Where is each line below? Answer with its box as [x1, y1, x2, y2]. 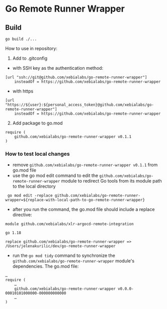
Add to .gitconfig [12, 55, 48, 61]
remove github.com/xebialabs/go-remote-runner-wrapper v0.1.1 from [12, 162, 158, 168]
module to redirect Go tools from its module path [61, 178, 162, 184]
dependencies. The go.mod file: [12, 263, 79, 270]
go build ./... [5, 36, 37, 41]
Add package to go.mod [12, 120, 63, 126]
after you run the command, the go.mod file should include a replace [12, 206, 155, 212]
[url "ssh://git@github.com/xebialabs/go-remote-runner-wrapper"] [5, 75, 147, 80]
